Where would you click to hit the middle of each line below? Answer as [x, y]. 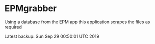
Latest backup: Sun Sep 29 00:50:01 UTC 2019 [52, 36]
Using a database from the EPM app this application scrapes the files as [77, 22]
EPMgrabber [31, 8]
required [13, 27]
